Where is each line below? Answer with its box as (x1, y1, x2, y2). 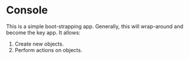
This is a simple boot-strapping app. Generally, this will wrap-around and (6, 23, 184, 30)
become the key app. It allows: (6, 29, 81, 36)
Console (6, 4, 48, 17)
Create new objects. (14, 40, 64, 47)
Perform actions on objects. (14, 46, 83, 53)
